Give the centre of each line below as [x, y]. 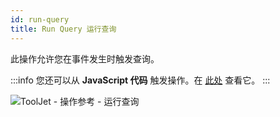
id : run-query [40, 19]
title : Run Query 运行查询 [63, 29]
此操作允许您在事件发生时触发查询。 [85, 58]
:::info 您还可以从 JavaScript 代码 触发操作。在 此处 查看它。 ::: [140, 80]
